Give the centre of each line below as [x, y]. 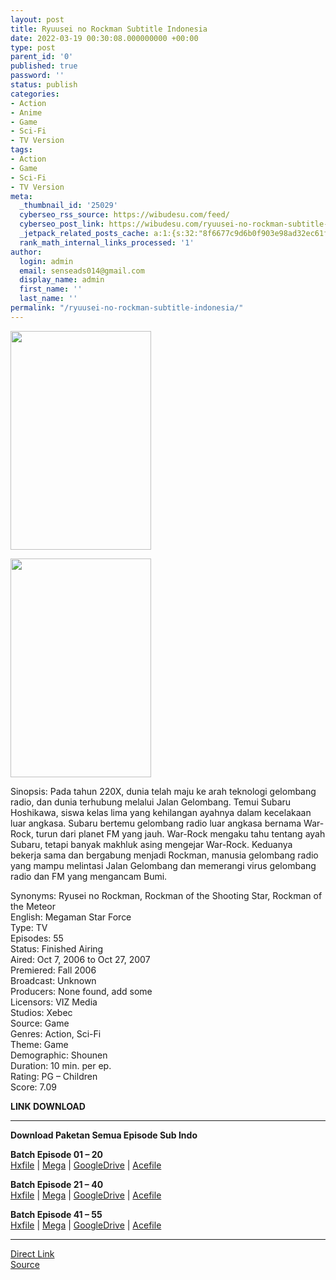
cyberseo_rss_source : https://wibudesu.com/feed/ [124, 215]
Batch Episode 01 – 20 [57, 1154]
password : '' [37, 76]
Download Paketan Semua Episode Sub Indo [104, 1135]
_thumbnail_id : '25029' [68, 206]
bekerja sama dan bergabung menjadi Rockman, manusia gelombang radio [164, 855]
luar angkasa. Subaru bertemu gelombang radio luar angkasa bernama [156, 823]
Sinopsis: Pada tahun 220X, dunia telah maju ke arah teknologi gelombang [163, 791]
